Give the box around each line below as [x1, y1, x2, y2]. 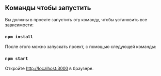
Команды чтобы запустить [5, 4, 91, 12]
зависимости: [5, 22, 34, 28]
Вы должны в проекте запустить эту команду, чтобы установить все [5, 16, 147, 22]
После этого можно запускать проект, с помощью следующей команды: [5, 44, 157, 50]
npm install [5, 34, 33, 39]
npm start [5, 56, 28, 61]
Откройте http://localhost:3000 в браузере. [5, 65, 94, 72]
